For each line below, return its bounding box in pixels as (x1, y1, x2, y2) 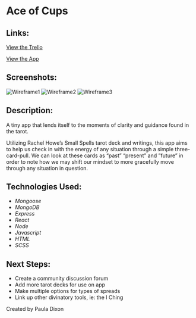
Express (14, 210, 35, 217)
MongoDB (14, 204, 40, 211)
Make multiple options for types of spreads (14, 288, 121, 295)
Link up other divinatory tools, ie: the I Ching (14, 294, 124, 301)
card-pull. (6, 152, 30, 159)
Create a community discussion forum (14, 275, 109, 282)
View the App (6, 55, 40, 62)
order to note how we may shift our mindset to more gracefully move (6, 158, 174, 165)
